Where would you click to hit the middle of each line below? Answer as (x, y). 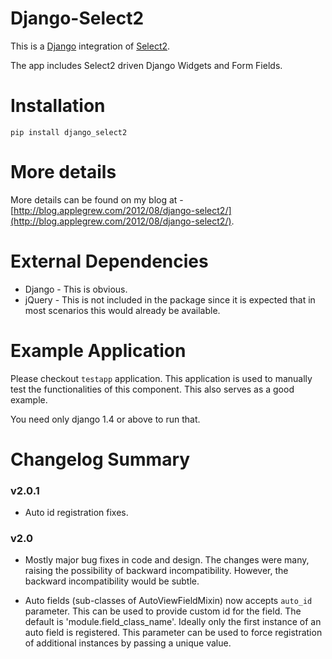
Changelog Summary (100, 459)
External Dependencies (109, 261)
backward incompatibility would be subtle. (112, 581)
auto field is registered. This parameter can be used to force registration (173, 633)
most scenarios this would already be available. (122, 310)
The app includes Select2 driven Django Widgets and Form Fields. (146, 65)
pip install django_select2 (69, 132)
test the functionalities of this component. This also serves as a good (152, 389)
